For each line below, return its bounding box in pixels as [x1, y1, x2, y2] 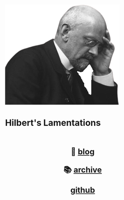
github [70, 185, 95, 195]
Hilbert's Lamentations [5, 117, 101, 129]
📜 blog [70, 146, 95, 157]
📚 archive [63, 164, 102, 174]
